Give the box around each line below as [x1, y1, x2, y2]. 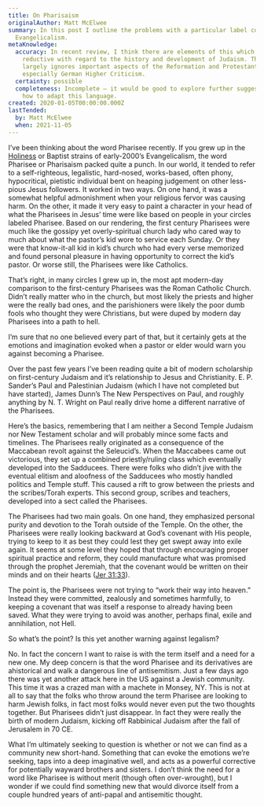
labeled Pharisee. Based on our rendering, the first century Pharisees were [8, 218, 250, 227]
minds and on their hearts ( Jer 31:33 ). [8, 569, 130, 579]
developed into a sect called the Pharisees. [8, 496, 148, 506]
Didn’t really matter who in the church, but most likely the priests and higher [8, 292, 254, 301]
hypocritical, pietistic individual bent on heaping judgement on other [8, 176, 229, 186]
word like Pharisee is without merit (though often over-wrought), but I [8, 772, 233, 783]
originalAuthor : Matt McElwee [8, 19, 108, 27]
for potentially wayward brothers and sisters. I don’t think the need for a [8, 765, 240, 774]
